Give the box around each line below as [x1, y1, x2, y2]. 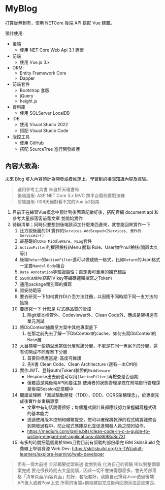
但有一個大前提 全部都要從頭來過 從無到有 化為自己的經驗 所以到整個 [17, 461, 156, 467]
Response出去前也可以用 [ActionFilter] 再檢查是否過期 [27, 373, 139, 379]
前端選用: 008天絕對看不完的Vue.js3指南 [17, 198, 99, 204]
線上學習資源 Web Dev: [24, 445, 71, 451]
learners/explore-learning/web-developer [19, 451, 104, 457]
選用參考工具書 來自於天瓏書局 [17, 186, 79, 192]
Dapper [19, 75, 35, 81]
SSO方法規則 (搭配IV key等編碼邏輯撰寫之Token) [19, 275, 112, 281]
